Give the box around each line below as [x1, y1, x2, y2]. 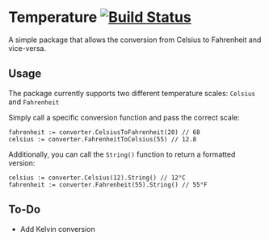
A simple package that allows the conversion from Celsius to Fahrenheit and [8, 35, 262, 44]
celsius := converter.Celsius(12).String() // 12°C [8, 174, 186, 182]
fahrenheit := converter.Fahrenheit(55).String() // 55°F [8, 180, 208, 189]
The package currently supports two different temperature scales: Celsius [8, 88, 256, 98]
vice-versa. [8, 43, 47, 53]
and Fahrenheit [8, 97, 60, 107]
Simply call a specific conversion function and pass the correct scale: [8, 112, 240, 122]
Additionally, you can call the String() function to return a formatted [8, 149, 236, 159]
